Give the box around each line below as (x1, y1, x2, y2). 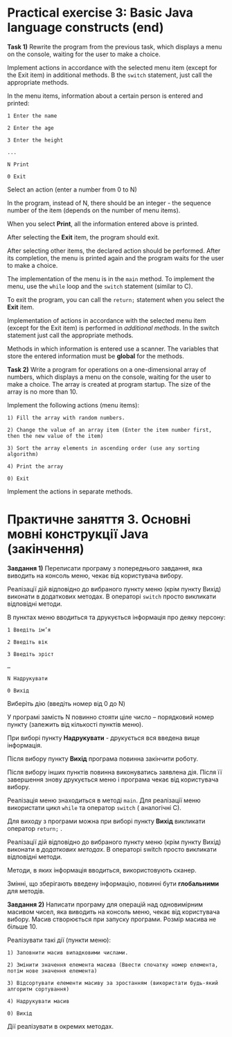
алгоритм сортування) (7, 986, 70, 993)
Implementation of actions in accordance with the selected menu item (7, 316, 206, 324)
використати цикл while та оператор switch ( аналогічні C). (7, 803, 181, 811)
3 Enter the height (7, 137, 64, 144)
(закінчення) (7, 541, 84, 557)
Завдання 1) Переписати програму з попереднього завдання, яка (7, 564, 203, 572)
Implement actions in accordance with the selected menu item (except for (7, 63, 217, 71)
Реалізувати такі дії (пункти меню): (7, 936, 111, 944)
